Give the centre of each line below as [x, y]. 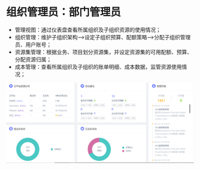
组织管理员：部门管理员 [64, 12]
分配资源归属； [33, 59]
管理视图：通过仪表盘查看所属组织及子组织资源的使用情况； [88, 30]
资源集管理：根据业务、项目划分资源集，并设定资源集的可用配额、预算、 [103, 52]
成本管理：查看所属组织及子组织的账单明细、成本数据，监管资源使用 [98, 66]
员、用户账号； [33, 44]
